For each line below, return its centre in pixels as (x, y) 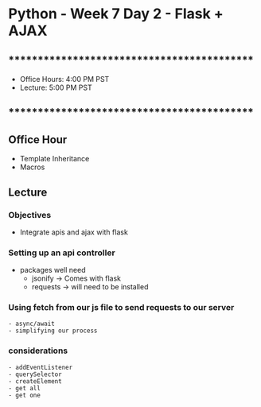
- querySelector (35, 374)
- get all (25, 388)
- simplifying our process (53, 331)
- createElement (35, 381)
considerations (38, 351)
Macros (32, 167)
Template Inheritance (55, 159)
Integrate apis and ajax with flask (74, 232)
